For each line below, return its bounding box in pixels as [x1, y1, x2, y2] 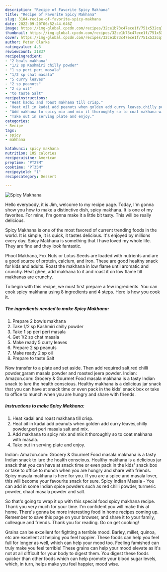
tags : [5, 128, 16, 133]
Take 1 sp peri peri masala [12, 329, 66, 335]
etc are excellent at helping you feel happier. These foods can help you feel [5, 535, 160, 541]
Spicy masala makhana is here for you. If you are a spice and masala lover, [5, 473, 158, 479]
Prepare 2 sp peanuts [12, 345, 57, 351]
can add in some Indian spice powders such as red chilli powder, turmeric [5, 483, 156, 489]
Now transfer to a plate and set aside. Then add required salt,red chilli [5, 365, 148, 371]
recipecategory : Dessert [5, 174, 57, 179]
